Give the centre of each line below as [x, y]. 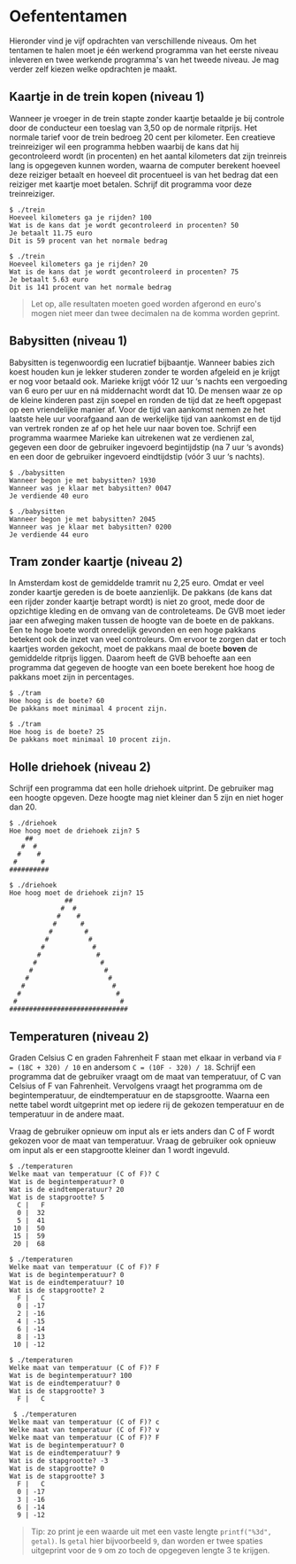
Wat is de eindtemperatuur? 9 [65, 1453]
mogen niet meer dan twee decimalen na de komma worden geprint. [155, 313]
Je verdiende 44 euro [49, 534]
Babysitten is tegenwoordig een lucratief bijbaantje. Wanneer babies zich [142, 362]
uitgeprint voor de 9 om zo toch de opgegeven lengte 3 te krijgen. [150, 1550]
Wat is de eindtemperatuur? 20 [67, 1189]
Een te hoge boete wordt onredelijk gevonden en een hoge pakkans [133, 630]
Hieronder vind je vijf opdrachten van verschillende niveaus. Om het [133, 41]
